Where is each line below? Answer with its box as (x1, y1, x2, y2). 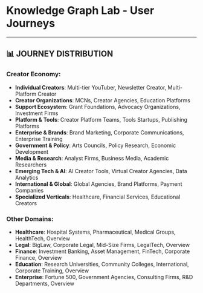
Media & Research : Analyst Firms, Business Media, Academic (14, 154, 169, 162)
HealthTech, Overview (14, 234, 71, 242)
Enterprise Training (14, 135, 63, 142)
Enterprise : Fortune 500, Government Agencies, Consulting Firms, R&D (14, 273, 193, 280)
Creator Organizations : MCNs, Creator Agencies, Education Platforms (14, 96, 190, 104)
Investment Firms (14, 110, 59, 117)
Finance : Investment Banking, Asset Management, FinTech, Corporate (14, 248, 190, 255)
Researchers (14, 161, 47, 168)
